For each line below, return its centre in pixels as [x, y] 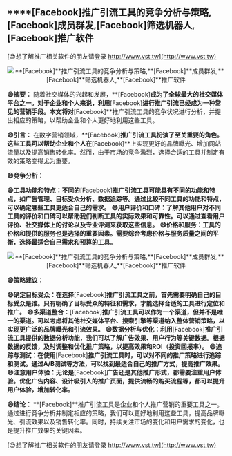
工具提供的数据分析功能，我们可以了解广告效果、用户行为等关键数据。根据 [119, 338]
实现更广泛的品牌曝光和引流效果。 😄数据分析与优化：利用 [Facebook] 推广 [112, 329]
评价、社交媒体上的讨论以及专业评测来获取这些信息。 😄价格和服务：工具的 [114, 225]
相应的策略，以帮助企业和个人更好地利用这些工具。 [86, 120]
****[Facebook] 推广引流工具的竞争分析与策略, [109, 12]
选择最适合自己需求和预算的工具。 [67, 242]
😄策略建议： [26, 280]
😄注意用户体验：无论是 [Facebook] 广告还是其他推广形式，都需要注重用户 [111, 372]
